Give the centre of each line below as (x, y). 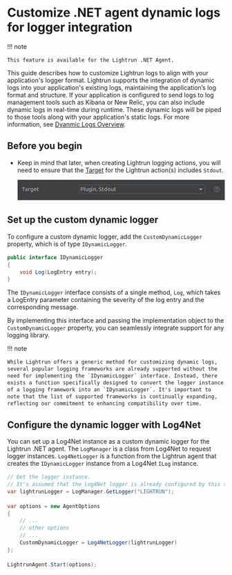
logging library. (29, 335)
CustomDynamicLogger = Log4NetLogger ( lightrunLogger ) (98, 543)
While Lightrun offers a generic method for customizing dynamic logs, (112, 362)
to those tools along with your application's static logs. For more (98, 117)
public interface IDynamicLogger (55, 257)
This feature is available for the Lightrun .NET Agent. (91, 60)
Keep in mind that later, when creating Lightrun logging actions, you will (119, 162)
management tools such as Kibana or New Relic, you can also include (106, 102)
